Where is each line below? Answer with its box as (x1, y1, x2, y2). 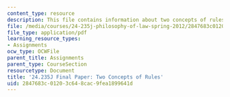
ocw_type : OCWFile (7, 48, 60, 55)
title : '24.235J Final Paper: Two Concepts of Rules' (7, 73, 164, 81)
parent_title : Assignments (7, 55, 84, 61)
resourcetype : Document (7, 67, 75, 74)
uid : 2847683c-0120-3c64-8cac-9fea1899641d (7, 80, 133, 87)
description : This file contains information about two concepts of (7, 16, 207, 23)
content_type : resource (7, 10, 75, 17)
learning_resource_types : (7, 36, 81, 42)
